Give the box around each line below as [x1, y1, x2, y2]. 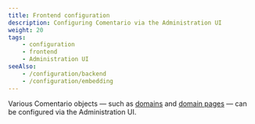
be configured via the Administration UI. [8, 107, 137, 116]
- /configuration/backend [22, 70, 107, 78]
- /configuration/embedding [22, 77, 113, 85]
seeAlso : [8, 63, 37, 71]
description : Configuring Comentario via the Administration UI [8, 19, 222, 27]
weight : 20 [8, 26, 44, 34]
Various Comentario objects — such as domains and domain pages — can [8, 99, 248, 108]
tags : [8, 33, 26, 42]
